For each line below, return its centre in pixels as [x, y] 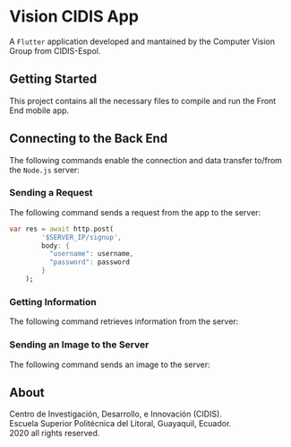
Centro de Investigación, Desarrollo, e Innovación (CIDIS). [116, 414]
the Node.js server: [45, 170]
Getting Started [53, 79]
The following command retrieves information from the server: [124, 321]
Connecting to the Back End [89, 139]
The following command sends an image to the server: [110, 364]
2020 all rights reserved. [55, 434]
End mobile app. [39, 110]
